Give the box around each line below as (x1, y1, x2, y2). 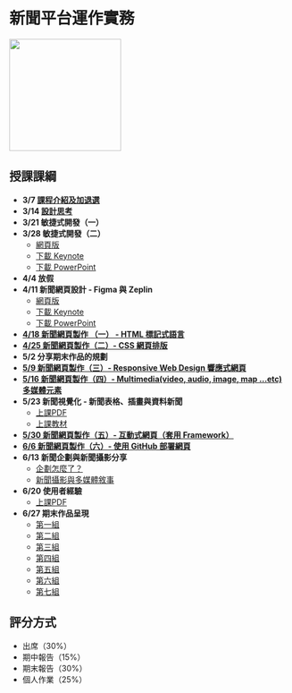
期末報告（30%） (21, 663, 88, 673)
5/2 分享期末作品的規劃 (21, 351, 109, 362)
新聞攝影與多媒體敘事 (35, 474, 114, 484)
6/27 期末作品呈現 (21, 508, 89, 518)
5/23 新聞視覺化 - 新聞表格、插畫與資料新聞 (21, 396, 183, 406)
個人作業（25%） (21, 673, 88, 685)
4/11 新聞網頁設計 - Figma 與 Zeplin (21, 284, 154, 295)
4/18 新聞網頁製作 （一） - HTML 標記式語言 (21, 329, 185, 339)
